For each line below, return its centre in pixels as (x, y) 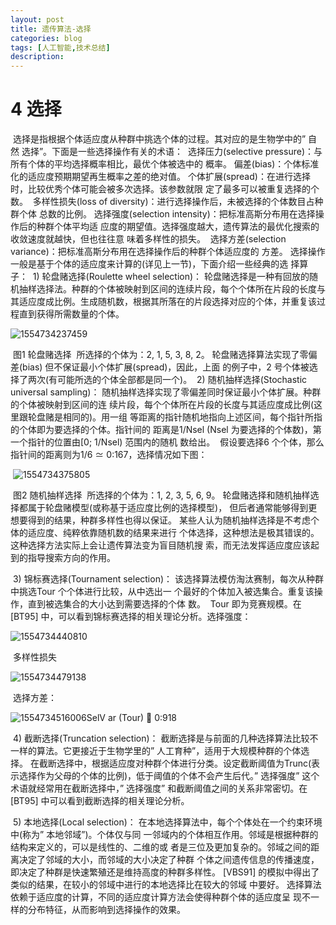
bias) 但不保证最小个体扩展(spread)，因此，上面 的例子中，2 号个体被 (166, 367)
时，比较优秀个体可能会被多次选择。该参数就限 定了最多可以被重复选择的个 (165, 189)
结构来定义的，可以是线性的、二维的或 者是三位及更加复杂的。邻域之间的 (160, 847)
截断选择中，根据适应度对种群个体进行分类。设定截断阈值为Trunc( (175, 763)
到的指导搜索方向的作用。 (63, 558)
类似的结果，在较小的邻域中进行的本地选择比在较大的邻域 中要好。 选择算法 (166, 885)
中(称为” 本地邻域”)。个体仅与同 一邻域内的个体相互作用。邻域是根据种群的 (164, 835)
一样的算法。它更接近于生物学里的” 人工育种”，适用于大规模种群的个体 (156, 751)
